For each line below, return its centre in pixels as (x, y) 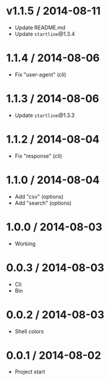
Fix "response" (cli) (38, 156)
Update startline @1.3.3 (45, 115)
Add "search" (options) (43, 203)
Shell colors (29, 331)
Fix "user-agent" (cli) (40, 74)
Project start (30, 372)
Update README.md (40, 27)
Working (25, 244)
